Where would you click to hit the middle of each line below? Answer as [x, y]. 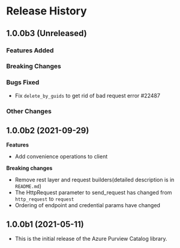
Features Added [30, 50]
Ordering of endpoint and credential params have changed [88, 205]
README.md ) [28, 186]
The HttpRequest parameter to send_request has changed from [93, 193]
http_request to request [44, 199]
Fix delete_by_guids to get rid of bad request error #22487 [88, 95]
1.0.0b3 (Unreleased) [46, 33]
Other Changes [29, 111]
